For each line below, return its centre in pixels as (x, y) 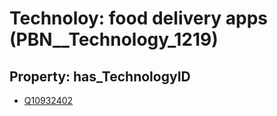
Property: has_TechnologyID (100, 76)
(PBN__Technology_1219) (114, 39)
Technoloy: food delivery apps (138, 18)
